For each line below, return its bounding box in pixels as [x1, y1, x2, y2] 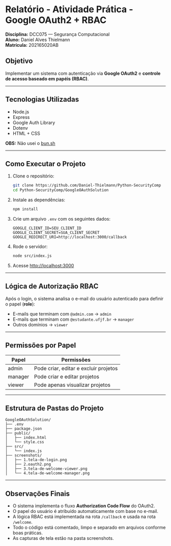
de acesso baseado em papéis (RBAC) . [5, 75, 89, 82]
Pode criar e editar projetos [34, 373, 99, 380]
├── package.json [5, 426, 42, 432]
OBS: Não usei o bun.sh [5, 140, 55, 146]
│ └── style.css [5, 440, 44, 445]
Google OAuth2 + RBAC [5, 14, 107, 26]
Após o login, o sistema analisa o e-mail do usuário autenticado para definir [5, 295, 164, 301]
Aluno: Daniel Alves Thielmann [5, 37, 70, 43]
